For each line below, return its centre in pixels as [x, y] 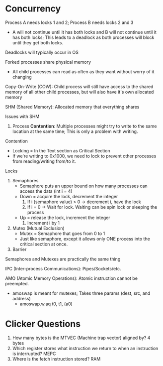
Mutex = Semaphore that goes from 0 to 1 [62, 233]
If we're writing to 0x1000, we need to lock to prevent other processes [84, 156]
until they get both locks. [38, 42]
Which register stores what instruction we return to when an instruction [85, 348]
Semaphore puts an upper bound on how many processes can [83, 186]
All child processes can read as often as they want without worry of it [83, 71]
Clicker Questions [43, 324]
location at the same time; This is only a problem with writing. [75, 131]
